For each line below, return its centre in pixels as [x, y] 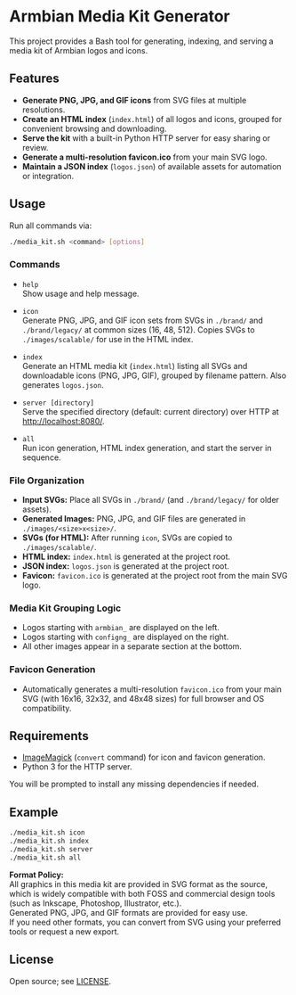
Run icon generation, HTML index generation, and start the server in [147, 448]
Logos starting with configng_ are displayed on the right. [125, 637]
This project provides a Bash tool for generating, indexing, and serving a [141, 41]
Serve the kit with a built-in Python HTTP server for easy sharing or [146, 138]
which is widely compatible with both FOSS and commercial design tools [142, 893]
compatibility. [47, 708]
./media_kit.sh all [45, 858]
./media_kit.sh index [49, 841]
